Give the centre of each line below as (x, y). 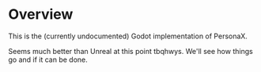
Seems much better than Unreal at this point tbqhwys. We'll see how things (130, 51)
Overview (41, 14)
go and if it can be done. (48, 59)
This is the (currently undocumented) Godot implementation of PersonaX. (128, 36)
